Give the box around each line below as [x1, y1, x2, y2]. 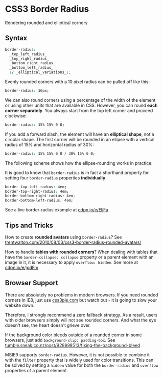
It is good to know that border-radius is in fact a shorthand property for [5, 170, 149, 175]
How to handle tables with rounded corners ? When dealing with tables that [5, 249, 158, 255]
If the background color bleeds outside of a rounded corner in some [5, 332, 142, 338]
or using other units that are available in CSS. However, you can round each [5, 102, 158, 108]
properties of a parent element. [5, 367, 68, 373]
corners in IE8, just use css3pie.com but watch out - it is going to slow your [5, 297, 157, 303]
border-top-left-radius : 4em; [5, 184, 67, 189]
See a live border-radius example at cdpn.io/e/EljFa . [5, 207, 110, 213]
